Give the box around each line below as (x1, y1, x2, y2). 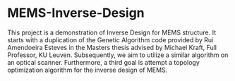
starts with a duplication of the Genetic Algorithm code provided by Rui (7, 35, 214, 44)
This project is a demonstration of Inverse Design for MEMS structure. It (7, 28, 217, 37)
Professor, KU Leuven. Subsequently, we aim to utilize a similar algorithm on (7, 51, 229, 59)
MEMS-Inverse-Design (7, 5, 145, 21)
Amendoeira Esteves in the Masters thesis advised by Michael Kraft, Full (7, 43, 217, 51)
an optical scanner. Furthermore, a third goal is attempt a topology (7, 58, 200, 66)
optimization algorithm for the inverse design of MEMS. (7, 66, 168, 74)
